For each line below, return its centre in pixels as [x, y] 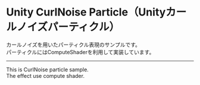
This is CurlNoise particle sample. [48, 70]
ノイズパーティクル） [68, 27]
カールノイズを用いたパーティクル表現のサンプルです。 [74, 45]
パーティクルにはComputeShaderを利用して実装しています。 [80, 52]
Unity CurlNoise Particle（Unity [86, 12]
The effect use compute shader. [46, 75]
